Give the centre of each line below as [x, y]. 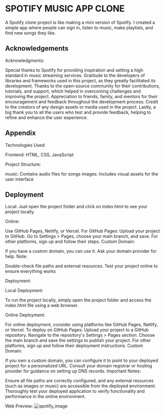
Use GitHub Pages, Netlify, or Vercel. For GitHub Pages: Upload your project [82, 231]
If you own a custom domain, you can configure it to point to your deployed [82, 360]
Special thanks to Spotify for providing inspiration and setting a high [74, 70]
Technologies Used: [25, 145]
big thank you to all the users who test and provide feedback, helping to [78, 112]
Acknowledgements [37, 48]
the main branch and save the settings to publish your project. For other [78, 341]
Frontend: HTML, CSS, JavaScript [40, 155]
